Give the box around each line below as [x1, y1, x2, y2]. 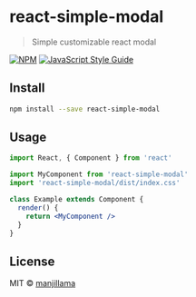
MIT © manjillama [9, 278, 76, 289]
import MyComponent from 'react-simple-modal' [9, 170, 189, 179]
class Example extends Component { [9, 195, 144, 204]
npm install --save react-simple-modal [9, 104, 161, 114]
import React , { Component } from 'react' [9, 153, 172, 163]
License [9, 253, 55, 269]
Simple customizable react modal [31, 36, 157, 47]
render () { [17, 203, 59, 213]
